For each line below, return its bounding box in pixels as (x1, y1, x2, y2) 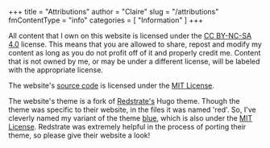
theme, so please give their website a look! (8, 130, 151, 140)
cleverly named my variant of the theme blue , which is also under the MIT (8, 113, 252, 123)
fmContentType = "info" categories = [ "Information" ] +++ (8, 15, 204, 25)
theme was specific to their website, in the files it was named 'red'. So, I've (8, 105, 256, 114)
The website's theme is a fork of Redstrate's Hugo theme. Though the (8, 97, 240, 105)
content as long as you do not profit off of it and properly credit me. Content (8, 48, 261, 57)
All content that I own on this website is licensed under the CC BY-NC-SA (8, 31, 252, 40)
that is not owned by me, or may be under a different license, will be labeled (8, 56, 260, 66)
